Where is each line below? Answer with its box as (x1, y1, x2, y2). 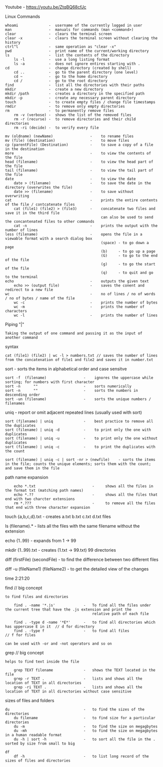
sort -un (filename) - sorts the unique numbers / (5, 397, 151, 402)
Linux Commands (5, 14, 40, 19)
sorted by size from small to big (5, 741, 75, 746)
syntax (5, 344, 18, 349)
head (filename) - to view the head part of (5, 159, 153, 164)
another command (5, 335, 38, 340)
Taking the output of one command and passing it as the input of (5, 331, 143, 336)
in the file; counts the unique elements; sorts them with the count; (5, 461, 151, 466)
